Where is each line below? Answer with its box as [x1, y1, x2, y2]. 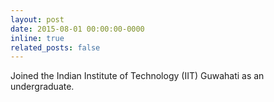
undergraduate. [10, 81, 75, 93]
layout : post [10, 14, 65, 25]
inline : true [10, 33, 65, 43]
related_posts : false [10, 42, 101, 53]
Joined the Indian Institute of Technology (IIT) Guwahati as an [10, 70, 265, 82]
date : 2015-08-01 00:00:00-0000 [10, 24, 145, 34]
